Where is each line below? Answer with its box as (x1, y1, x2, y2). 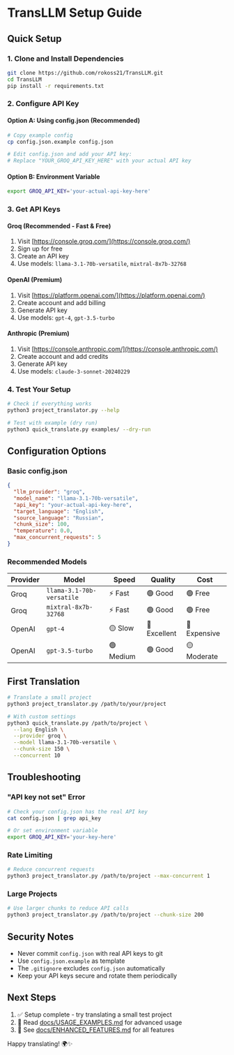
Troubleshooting (7, 772, 81, 783)
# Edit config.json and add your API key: (7, 151, 132, 158)
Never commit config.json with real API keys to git (17, 950, 163, 958)
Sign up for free (17, 244, 63, 253)
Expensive (186, 628, 221, 638)
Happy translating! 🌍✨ (7, 1039, 73, 1048)
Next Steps (7, 991, 56, 1003)
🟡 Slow (109, 623, 134, 633)
